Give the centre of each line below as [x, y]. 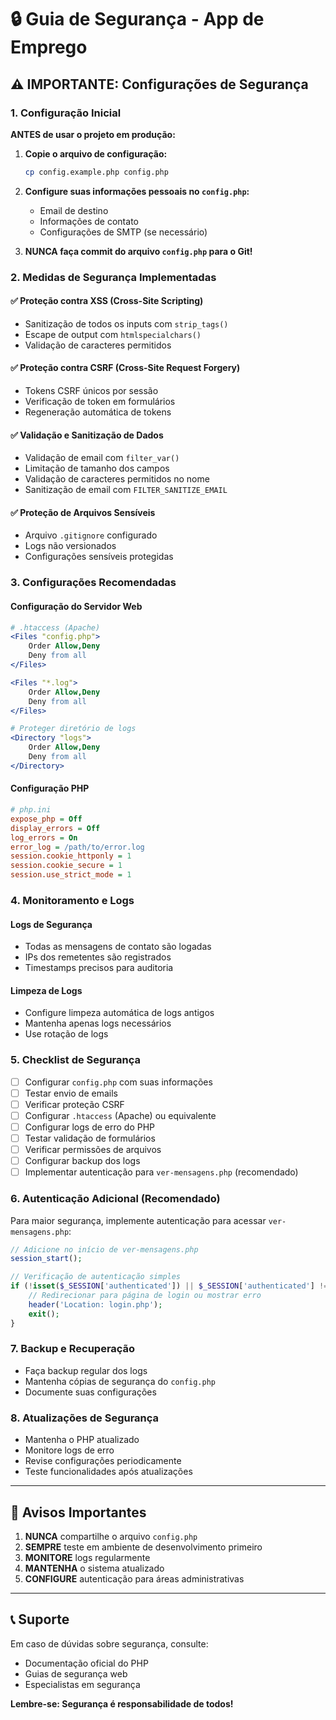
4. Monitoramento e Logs [72, 900]
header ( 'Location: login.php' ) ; [95, 1304]
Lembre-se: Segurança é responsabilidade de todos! [122, 1703]
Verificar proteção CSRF [74, 1104]
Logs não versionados [70, 546]
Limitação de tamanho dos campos [97, 468]
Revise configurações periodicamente [103, 1461]
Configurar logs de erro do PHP [90, 1127]
